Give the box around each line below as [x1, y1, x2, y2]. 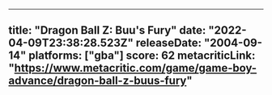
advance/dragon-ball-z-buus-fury [8, 74, 187, 88]
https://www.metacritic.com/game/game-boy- [14, 61, 257, 75]
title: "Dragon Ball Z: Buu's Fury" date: [8, 23, 206, 37]
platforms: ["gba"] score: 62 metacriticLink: [28, 49, 256, 63]
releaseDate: [135, 36, 202, 50]
